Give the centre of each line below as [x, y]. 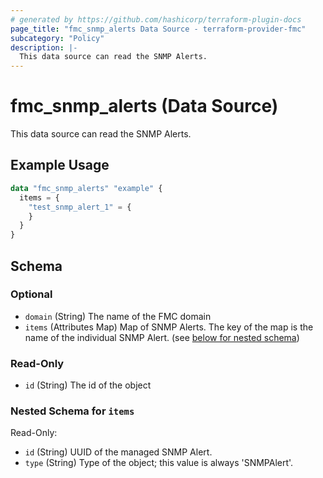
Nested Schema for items [72, 411]
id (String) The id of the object [88, 385]
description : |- [44, 47]
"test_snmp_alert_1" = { [80, 207]
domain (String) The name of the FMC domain [118, 316]
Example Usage [60, 165]
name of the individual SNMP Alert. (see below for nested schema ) [162, 337]
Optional [31, 294]
